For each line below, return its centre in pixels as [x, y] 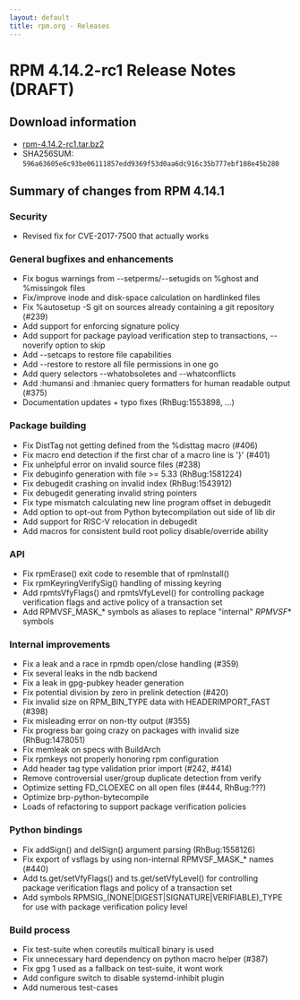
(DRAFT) [42, 89]
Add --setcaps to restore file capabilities [97, 355]
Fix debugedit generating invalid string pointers [109, 493]
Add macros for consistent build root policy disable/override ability [145, 530]
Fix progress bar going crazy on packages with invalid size [131, 730]
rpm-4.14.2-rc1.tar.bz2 [63, 143]
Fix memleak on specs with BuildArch [91, 750]
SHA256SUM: [48, 153]
